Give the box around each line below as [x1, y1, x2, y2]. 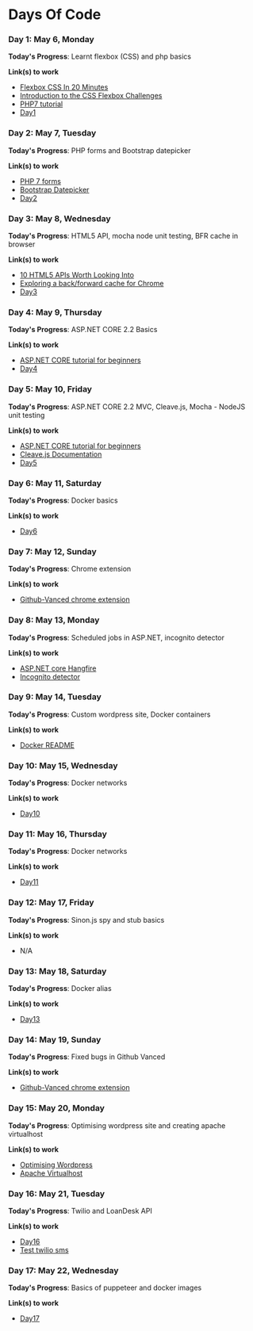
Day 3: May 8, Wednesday [8, 212, 111, 224]
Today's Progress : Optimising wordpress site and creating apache [8, 1120, 226, 1130]
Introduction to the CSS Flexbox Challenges [19, 91, 163, 101]
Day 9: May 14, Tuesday [8, 691, 102, 702]
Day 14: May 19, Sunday [8, 1034, 102, 1045]
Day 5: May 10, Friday [8, 384, 93, 395]
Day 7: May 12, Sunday [8, 545, 97, 556]
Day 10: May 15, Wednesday [8, 759, 118, 771]
